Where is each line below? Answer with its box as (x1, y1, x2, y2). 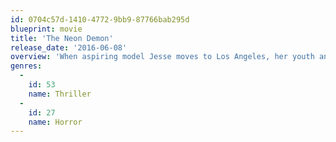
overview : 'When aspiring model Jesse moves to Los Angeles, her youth (10, 52, 315, 62)
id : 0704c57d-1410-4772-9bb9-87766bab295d (10, 14, 190, 25)
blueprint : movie (10, 24, 83, 34)
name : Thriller (28, 89, 92, 99)
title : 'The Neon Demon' (10, 33, 114, 43)
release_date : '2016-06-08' (10, 42, 128, 53)
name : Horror (28, 117, 83, 127)
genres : (10, 61, 43, 71)
